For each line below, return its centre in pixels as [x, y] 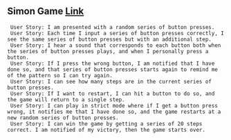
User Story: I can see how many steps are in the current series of [111, 81]
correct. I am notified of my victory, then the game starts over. [107, 130]
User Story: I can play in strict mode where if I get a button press [114, 106]
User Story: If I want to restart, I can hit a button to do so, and [112, 93]
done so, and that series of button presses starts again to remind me [112, 69]
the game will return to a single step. [66, 99]
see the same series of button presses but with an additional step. [110, 39]
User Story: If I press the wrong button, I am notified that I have [112, 63]
